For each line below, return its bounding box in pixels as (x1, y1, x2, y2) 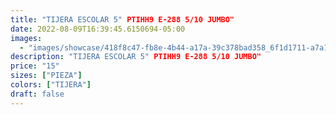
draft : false (10, 89, 65, 99)
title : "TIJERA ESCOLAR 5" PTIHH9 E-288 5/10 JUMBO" (10, 14, 235, 25)
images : (10, 33, 43, 43)
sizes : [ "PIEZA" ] (10, 71, 83, 81)
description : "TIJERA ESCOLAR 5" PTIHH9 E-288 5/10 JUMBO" (10, 52, 262, 62)
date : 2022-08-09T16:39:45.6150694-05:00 (10, 24, 186, 34)
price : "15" (10, 61, 60, 71)
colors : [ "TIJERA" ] (10, 80, 92, 90)
